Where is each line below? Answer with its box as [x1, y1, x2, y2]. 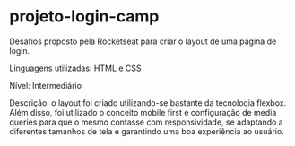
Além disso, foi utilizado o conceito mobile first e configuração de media [9, 107, 277, 117]
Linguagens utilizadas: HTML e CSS [9, 63, 142, 73]
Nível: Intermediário [9, 80, 82, 90]
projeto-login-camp [9, 6, 160, 27]
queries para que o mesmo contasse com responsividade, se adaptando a [9, 116, 284, 127]
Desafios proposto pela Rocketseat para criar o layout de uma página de [9, 36, 277, 47]
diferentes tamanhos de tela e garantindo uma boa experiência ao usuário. [9, 125, 284, 136]
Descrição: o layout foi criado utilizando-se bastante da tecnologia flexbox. [9, 97, 287, 108]
